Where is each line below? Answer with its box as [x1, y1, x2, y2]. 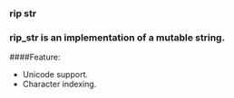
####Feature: [9, 52, 61, 63]
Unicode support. [22, 69, 89, 80]
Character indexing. [22, 79, 97, 90]
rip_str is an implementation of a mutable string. [9, 31, 225, 43]
